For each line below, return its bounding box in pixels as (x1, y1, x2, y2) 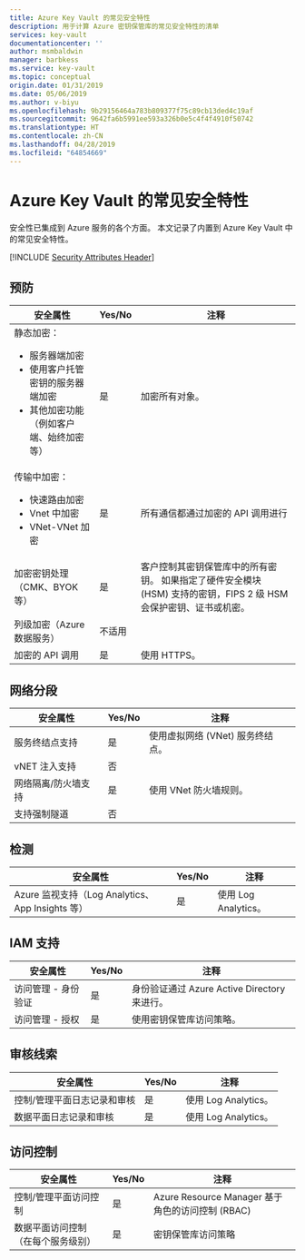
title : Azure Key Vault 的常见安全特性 (9, 13, 151, 23)
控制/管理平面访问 (14, 1191, 91, 1204)
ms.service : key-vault (9, 64, 95, 74)
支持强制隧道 (14, 808, 70, 821)
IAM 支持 (9, 936, 61, 951)
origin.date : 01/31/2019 (9, 81, 103, 90)
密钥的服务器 (29, 377, 84, 389)
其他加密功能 (29, 404, 84, 417)
